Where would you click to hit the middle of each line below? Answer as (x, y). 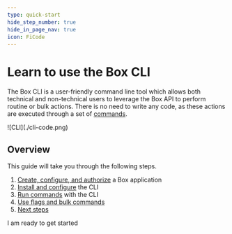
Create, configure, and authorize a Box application (90, 180)
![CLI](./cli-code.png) (38, 127)
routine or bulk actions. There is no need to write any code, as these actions (116, 107)
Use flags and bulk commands (61, 202)
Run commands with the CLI (58, 195)
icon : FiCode (26, 37)
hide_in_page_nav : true (42, 29)
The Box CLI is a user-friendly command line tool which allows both (104, 92)
